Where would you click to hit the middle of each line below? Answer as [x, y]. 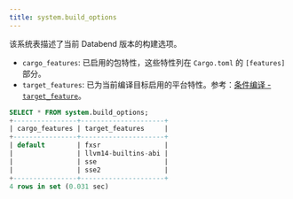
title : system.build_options [63, 17]
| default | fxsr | [89, 145]
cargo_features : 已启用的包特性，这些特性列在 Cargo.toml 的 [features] [154, 62]
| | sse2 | [89, 170]
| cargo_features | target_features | [89, 129]
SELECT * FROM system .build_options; [79, 112]
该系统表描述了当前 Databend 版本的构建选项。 [95, 43]
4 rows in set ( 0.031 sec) [59, 187]
